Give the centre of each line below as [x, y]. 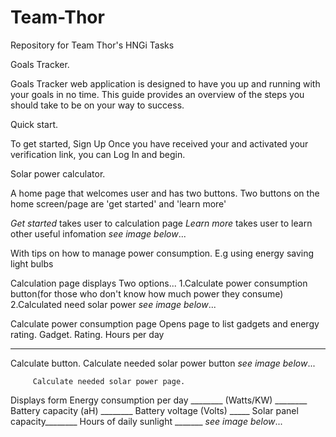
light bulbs [32, 263]
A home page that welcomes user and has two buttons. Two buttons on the [165, 193]
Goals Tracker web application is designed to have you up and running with [165, 83]
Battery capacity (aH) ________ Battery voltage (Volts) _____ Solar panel [154, 410]
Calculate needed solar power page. [109, 381]
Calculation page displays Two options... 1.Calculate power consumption [159, 283]
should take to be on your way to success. [97, 105]
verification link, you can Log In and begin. [98, 154]
